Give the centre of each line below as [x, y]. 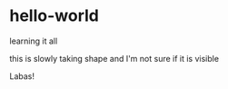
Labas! [22, 76]
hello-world [55, 16]
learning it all [34, 41]
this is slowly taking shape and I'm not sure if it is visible [114, 58]
